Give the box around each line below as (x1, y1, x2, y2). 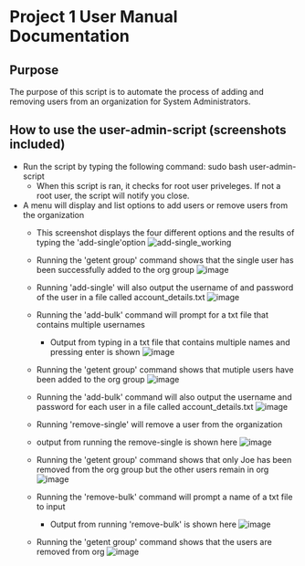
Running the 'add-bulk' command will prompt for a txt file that (36, 309, 269, 320)
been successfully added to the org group (36, 264, 195, 275)
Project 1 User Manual (9, 6, 178, 27)
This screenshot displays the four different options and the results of (36, 226, 295, 238)
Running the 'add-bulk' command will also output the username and (36, 391, 292, 403)
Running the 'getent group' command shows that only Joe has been (36, 454, 292, 465)
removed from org (36, 546, 105, 557)
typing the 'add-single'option (36, 236, 146, 247)
